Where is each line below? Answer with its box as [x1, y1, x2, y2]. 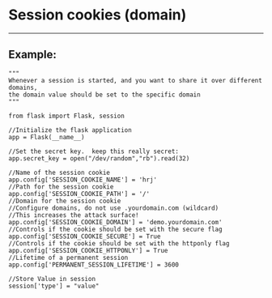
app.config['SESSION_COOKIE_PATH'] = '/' [8, 189, 151, 198]
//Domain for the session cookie [8, 197, 121, 205]
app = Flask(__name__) [8, 133, 85, 141]
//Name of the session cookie [8, 168, 111, 177]
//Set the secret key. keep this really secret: [8, 147, 180, 155]
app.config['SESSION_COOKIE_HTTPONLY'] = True [8, 246, 168, 254]
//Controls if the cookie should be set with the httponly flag [8, 239, 230, 248]
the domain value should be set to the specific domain [8, 91, 201, 99]
